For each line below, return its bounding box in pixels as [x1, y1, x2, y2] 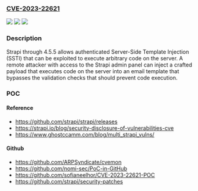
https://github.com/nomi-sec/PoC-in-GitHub [15, 165, 127, 172]
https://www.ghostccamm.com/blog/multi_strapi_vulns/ [15, 131, 155, 138]
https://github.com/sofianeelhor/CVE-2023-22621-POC [15, 171, 155, 178]
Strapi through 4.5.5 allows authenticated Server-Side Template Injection [6, 48, 189, 56]
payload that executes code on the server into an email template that [6, 67, 180, 74]
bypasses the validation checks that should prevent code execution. [6, 74, 178, 81]
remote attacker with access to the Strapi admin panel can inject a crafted [6, 61, 193, 68]
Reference [6, 104, 34, 112]
